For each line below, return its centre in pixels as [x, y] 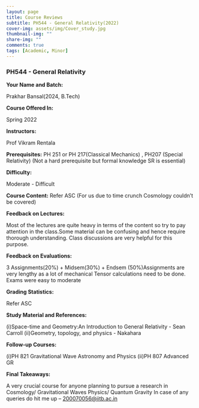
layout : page [22, 12]
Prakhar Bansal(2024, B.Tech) [43, 96]
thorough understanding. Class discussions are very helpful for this [89, 238]
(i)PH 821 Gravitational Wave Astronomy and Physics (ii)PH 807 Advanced [97, 356]
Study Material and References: [46, 315]
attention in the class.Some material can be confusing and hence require [96, 232]
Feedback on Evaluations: [39, 256]
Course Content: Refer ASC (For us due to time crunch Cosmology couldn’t [100, 196]
